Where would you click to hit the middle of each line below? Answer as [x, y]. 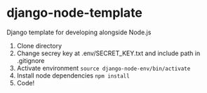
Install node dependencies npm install [73, 76]
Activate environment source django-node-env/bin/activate [103, 68]
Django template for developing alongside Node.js [79, 32]
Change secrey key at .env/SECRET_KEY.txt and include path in [108, 53]
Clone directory [39, 45]
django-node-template [75, 13]
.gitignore [31, 60]
